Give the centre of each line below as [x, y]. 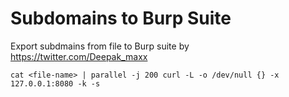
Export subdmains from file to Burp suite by [100, 46]
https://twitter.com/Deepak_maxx [79, 56]
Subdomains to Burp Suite [121, 18]
